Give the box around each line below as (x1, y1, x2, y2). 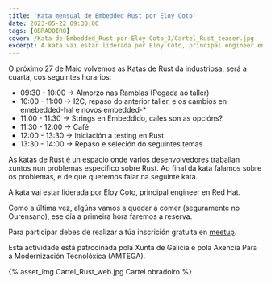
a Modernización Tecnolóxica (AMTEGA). (8, 251, 146, 261)
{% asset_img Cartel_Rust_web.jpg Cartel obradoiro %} (8, 267, 192, 277)
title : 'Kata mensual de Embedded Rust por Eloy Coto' (8, 11, 197, 20)
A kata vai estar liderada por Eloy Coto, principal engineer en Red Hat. (8, 187, 241, 197)
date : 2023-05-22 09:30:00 (8, 19, 99, 27)
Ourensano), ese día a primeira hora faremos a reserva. (8, 212, 193, 221)
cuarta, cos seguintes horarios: (8, 72, 112, 82)
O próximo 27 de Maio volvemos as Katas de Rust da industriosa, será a (8, 64, 248, 73)
